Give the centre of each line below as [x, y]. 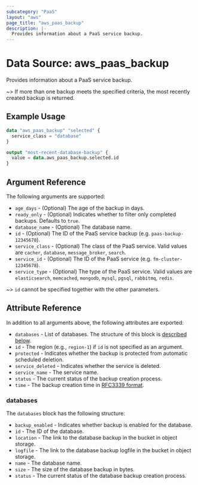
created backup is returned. [40, 98]
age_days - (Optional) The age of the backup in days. [80, 208]
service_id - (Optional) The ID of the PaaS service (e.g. [83, 259]
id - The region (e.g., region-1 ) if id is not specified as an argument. [99, 346]
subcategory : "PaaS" [32, 12]
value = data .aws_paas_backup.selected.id [65, 158]
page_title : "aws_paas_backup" [45, 23]
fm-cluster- [168, 259]
